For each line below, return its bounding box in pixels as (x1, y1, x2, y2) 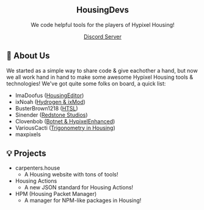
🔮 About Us (6, 51, 50, 61)
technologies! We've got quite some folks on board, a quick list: (6, 79, 166, 87)
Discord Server (83, 33, 122, 40)
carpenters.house (15, 164, 60, 172)
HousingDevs (76, 5, 129, 15)
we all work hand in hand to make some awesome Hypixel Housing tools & (6, 73, 194, 81)
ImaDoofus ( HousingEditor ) (15, 92, 84, 99)
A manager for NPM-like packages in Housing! (24, 197, 142, 204)
